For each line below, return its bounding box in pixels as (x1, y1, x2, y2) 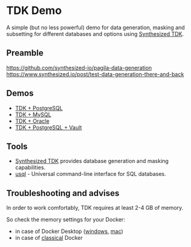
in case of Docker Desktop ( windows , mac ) (15, 228, 123, 235)
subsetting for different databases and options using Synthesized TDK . (6, 30, 184, 37)
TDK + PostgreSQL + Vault (15, 123, 82, 131)
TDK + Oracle (15, 117, 50, 125)
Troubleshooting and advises (6, 188, 120, 198)
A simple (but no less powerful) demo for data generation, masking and (6, 24, 186, 31)
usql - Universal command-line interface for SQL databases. (15, 170, 166, 178)
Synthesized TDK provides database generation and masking (15, 158, 169, 165)
